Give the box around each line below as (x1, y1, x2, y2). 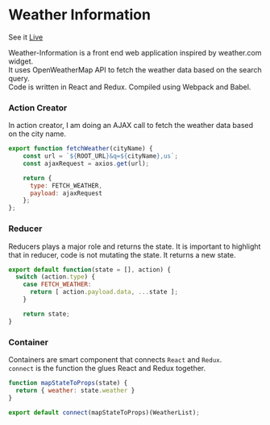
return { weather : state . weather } (15, 386, 135, 394)
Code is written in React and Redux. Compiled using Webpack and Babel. (8, 82, 251, 92)
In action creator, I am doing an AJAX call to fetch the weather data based (8, 121, 254, 130)
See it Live (8, 32, 44, 42)
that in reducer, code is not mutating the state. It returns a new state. (8, 250, 236, 259)
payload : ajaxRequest (29, 189, 103, 197)
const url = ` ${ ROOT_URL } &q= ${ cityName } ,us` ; (23, 152, 179, 160)
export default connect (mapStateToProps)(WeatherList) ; (8, 408, 200, 416)
